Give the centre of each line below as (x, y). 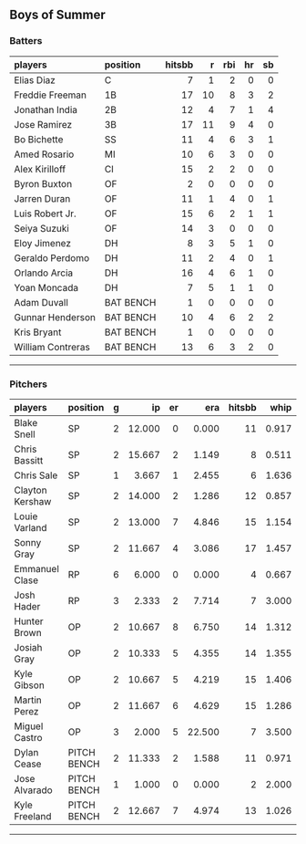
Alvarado (33, 790)
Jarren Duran (42, 198)
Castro (28, 737)
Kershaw (33, 501)
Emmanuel (36, 568)
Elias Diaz (35, 79)
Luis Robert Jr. (46, 214)
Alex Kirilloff (40, 169)
